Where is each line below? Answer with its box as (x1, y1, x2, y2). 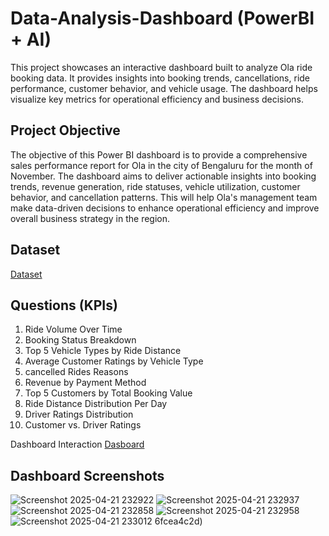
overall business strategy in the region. (10, 212, 171, 224)
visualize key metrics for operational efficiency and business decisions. (10, 93, 304, 105)
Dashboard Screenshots (10, 467, 165, 484)
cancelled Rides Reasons (24, 366, 129, 378)
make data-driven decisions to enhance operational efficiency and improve (10, 202, 320, 214)
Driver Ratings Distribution (24, 408, 134, 421)
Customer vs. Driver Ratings (24, 419, 142, 431)
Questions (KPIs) (10, 297, 118, 314)
